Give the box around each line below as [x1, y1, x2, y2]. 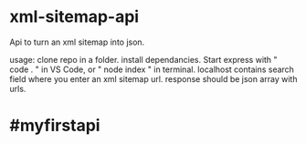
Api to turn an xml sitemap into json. [9, 36, 145, 47]
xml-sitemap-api [9, 6, 140, 27]
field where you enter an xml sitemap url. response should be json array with [9, 73, 298, 84]
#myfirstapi [9, 116, 100, 136]
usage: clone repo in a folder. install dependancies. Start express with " [9, 54, 278, 65]
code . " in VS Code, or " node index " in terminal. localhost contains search [9, 64, 295, 75]
